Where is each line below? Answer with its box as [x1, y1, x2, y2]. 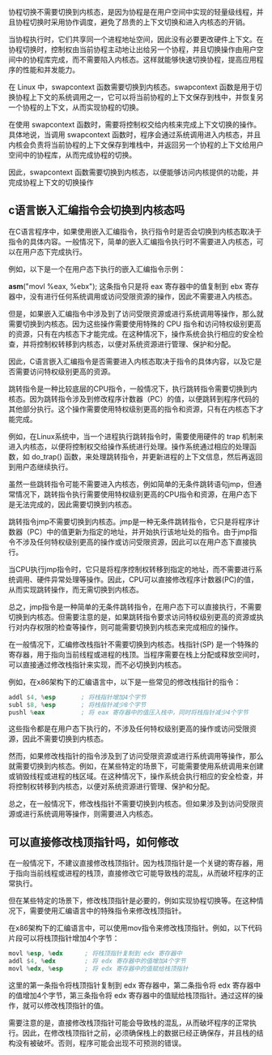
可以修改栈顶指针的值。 [29, 1001, 108, 1010]
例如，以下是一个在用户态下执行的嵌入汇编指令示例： [8, 264, 186, 273]
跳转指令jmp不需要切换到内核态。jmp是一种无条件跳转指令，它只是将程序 [8, 516, 253, 526]
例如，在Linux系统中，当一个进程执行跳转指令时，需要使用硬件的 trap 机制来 [8, 431, 264, 441]
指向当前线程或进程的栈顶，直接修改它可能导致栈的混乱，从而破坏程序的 [15, 868, 257, 878]
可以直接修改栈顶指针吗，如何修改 [8, 835, 179, 849]
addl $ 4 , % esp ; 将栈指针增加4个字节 [8, 693, 147, 701]
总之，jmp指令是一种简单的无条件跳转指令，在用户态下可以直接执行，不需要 [8, 601, 262, 611]
